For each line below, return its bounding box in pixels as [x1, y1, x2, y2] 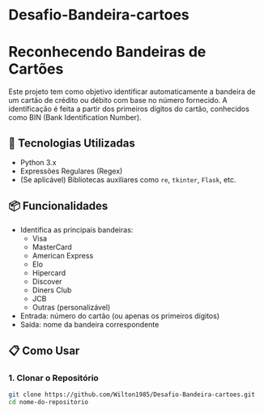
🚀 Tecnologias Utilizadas [8, 136, 135, 150]
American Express [32, 250, 94, 260]
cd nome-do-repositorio [8, 399, 89, 407]
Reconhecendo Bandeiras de [8, 43, 207, 62]
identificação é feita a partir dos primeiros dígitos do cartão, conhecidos [8, 104, 249, 114]
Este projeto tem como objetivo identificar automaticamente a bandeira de [8, 87, 256, 96]
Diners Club [32, 285, 72, 295]
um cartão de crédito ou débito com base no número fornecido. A [8, 96, 228, 105]
